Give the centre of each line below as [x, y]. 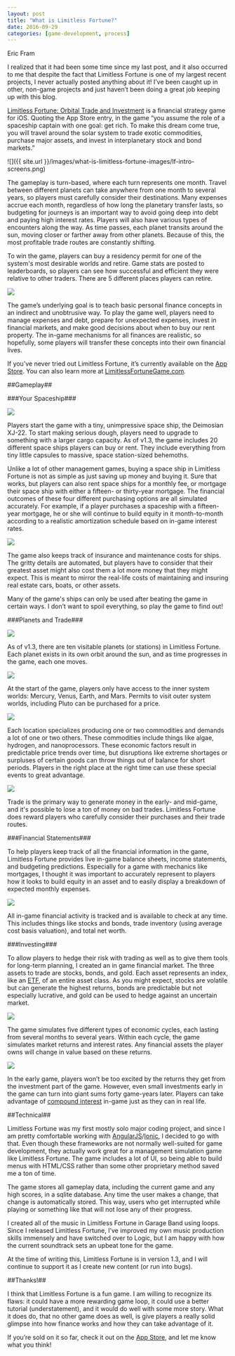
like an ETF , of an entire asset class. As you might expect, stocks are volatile [117, 980]
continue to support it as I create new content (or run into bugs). [100, 1267]
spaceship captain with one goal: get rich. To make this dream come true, [113, 126]
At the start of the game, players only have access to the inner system [108, 689]
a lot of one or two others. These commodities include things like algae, [110, 738]
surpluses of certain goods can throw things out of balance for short [106, 760]
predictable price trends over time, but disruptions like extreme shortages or [117, 753]
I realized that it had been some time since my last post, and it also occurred [117, 67]
